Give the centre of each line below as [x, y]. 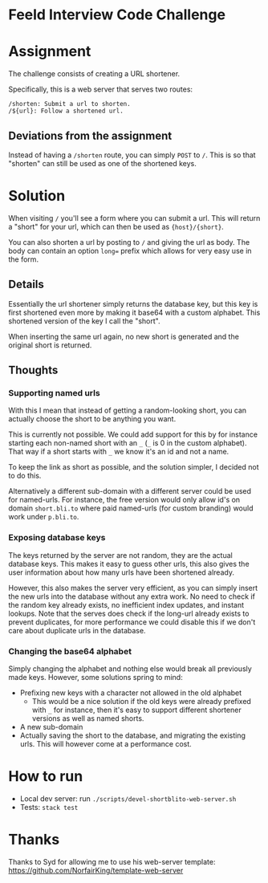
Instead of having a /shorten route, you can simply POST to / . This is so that [132, 155]
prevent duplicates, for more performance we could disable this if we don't [132, 622]
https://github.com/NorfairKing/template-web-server [96, 870]
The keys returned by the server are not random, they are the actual [120, 555]
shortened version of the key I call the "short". [84, 321]
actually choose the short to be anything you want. [92, 419]
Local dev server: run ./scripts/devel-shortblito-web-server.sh [128, 798]
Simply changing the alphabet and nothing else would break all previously [130, 669]
